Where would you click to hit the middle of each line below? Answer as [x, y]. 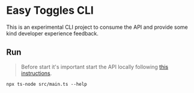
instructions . [36, 73]
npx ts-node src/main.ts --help [47, 84]
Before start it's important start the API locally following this [95, 67]
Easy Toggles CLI [50, 10]
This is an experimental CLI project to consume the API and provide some [97, 27]
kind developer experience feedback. [53, 33]
